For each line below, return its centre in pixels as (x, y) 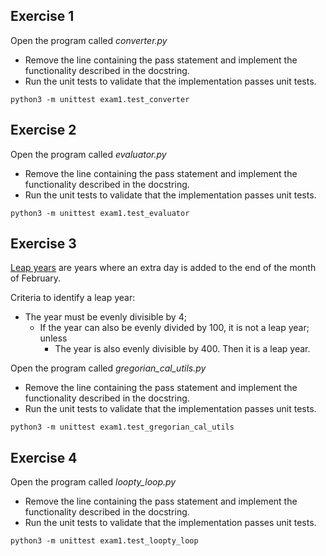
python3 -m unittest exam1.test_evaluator (100, 213)
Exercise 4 (44, 457)
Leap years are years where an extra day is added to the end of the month (163, 268)
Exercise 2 (43, 130)
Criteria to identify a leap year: (73, 298)
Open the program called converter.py (89, 40)
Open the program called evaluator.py (88, 154)
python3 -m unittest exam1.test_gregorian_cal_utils (122, 427)
